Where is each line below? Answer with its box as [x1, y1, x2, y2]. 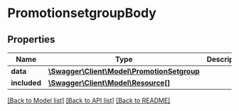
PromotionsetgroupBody [7, 5, 156, 21]
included [11, 78, 41, 88]
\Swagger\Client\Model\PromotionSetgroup [48, 66, 201, 76]
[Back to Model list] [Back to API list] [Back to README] [7, 96, 171, 105]
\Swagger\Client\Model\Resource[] [48, 78, 171, 88]
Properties [7, 33, 55, 46]
